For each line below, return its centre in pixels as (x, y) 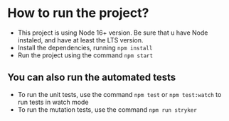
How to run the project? (78, 13)
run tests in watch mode (53, 102)
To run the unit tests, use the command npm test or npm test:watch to (119, 94)
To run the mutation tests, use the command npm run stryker (107, 109)
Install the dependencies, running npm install (85, 47)
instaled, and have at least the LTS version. (80, 40)
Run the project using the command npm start (85, 55)
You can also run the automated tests (92, 77)
